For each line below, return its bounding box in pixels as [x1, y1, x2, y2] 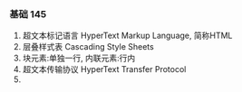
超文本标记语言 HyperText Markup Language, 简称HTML [22, 30, 233, 41]
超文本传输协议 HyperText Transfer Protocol [22, 64, 187, 75]
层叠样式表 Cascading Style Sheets [22, 41, 154, 52]
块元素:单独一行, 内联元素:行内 [22, 52, 136, 64]
